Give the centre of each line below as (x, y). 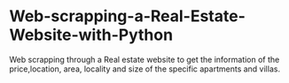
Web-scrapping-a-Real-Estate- (128, 16)
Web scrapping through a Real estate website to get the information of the (144, 59)
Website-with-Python (91, 35)
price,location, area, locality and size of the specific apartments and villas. (145, 69)
